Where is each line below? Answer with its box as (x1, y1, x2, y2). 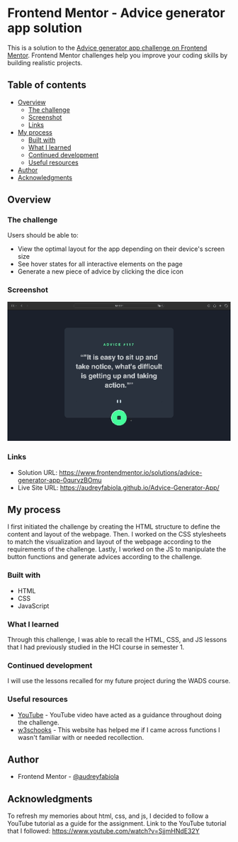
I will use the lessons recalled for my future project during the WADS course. (7, 677, 231, 685)
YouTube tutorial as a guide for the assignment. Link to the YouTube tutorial (7, 819, 227, 828)
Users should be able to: (7, 231, 79, 240)
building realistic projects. (7, 58, 83, 67)
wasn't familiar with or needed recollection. (17, 733, 144, 741)
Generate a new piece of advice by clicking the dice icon (17, 267, 184, 276)
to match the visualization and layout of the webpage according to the (7, 537, 212, 546)
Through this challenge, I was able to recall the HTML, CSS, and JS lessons (7, 635, 227, 644)
